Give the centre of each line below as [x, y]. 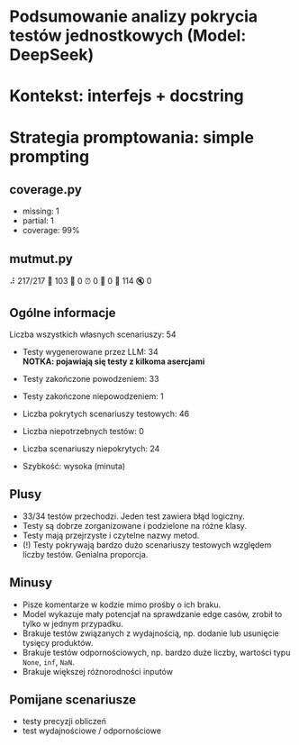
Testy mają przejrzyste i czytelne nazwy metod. [111, 535]
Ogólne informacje [63, 313]
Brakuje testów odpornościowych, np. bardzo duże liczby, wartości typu [156, 652]
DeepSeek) [52, 55]
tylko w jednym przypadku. [72, 623]
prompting [50, 156]
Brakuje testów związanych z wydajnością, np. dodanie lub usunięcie [150, 633]
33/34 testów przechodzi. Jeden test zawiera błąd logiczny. [133, 516]
